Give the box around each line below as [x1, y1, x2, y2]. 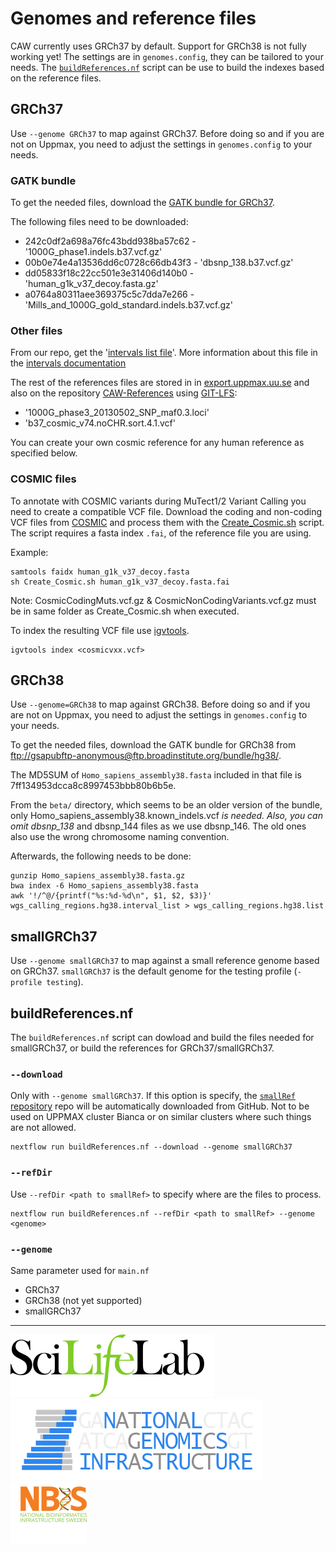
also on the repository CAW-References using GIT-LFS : [10, 387, 238, 399]
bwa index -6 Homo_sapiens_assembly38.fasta [10, 881, 199, 891]
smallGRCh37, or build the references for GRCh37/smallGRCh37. [10, 1042, 275, 1054]
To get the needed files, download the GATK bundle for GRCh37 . [10, 197, 275, 209]
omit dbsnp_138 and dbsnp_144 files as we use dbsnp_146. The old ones [10, 820, 307, 832]
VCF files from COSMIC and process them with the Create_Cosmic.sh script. [10, 516, 325, 528]
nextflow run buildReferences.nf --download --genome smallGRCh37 [10, 1142, 293, 1152]
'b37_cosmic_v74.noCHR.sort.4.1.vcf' [24, 417, 176, 429]
